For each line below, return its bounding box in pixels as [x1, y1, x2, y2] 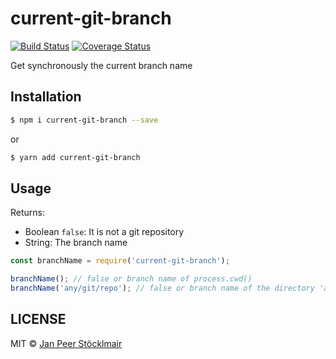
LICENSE [10, 311, 67, 328]
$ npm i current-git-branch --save [10, 115, 159, 125]
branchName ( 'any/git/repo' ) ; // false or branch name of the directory [10, 283, 315, 294]
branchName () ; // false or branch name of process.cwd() [10, 274, 253, 284]
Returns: [10, 207, 46, 219]
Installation [10, 88, 82, 106]
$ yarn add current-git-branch [10, 152, 141, 162]
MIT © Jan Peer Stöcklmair [10, 337, 123, 349]
